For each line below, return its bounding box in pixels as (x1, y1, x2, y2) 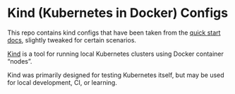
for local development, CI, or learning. (7, 78, 118, 86)
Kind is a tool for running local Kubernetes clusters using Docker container (7, 49, 224, 58)
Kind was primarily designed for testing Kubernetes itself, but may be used (7, 71, 224, 79)
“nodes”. (7, 57, 32, 65)
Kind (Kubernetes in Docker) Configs (7, 5, 228, 21)
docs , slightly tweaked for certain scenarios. (7, 35, 136, 44)
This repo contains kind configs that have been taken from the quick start (7, 28, 221, 37)
